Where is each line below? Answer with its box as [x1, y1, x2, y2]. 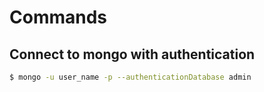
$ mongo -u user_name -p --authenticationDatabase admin [9, 72, 252, 82]
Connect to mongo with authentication [9, 46, 256, 63]
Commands [9, 6, 108, 29]
